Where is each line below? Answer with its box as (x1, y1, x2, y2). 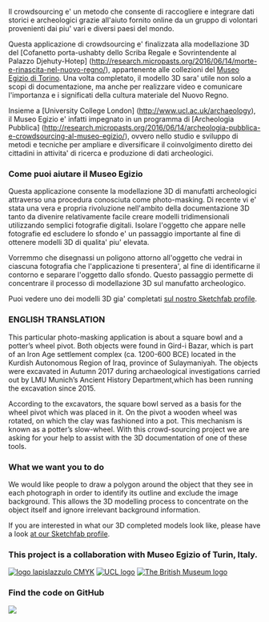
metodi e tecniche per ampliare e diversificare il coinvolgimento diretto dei (8, 140, 253, 149)
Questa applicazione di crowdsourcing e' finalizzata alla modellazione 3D (8, 39, 250, 49)
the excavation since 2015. (8, 383, 96, 393)
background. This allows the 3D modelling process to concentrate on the (8, 496, 249, 506)
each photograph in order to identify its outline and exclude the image (8, 488, 239, 497)
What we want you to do (8, 461, 104, 472)
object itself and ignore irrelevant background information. (8, 504, 201, 515)
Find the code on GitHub (8, 588, 105, 599)
